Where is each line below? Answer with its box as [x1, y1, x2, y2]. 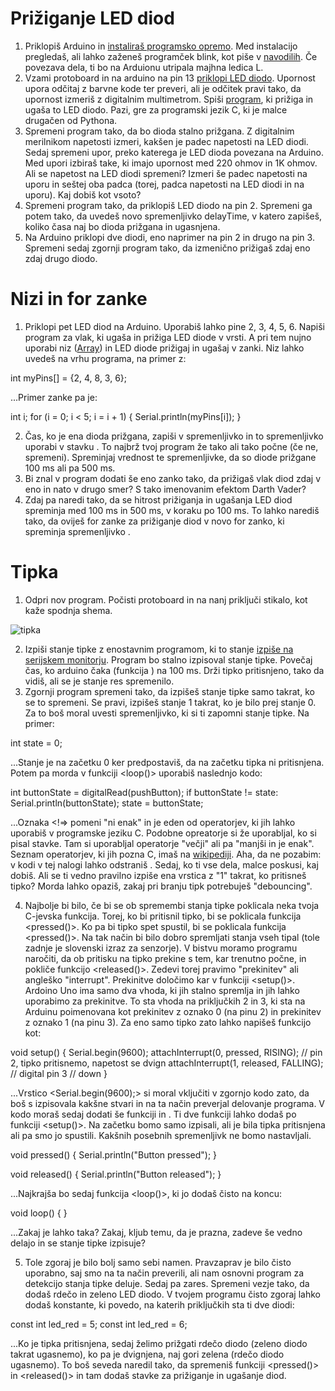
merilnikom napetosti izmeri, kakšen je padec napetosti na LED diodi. [24, 135, 309, 147]
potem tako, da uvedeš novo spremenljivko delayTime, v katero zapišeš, [24, 210, 323, 222]
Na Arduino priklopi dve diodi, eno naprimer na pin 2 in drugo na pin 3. [24, 231, 315, 243]
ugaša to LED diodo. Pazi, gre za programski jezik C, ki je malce [24, 103, 288, 116]
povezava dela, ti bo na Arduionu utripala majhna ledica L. [24, 61, 264, 73]
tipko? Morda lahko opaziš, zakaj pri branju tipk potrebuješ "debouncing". [10, 880, 313, 892]
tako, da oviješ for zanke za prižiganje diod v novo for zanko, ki [24, 515, 285, 527]
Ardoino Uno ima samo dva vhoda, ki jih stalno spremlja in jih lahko [24, 984, 300, 996]
